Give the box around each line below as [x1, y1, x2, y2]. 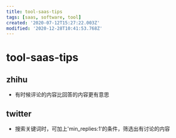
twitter [6, 108, 32, 119]
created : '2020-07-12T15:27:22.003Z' [6, 20, 100, 26]
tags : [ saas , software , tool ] [6, 14, 82, 20]
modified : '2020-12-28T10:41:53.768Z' [6, 25, 103, 32]
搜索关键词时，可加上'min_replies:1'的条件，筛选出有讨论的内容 [14, 126, 170, 133]
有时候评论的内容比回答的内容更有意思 [14, 91, 109, 98]
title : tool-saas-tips [6, 8, 63, 15]
